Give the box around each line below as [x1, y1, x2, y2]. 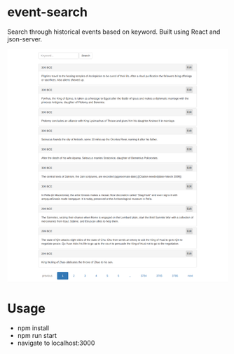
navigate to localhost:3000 [17, 339, 95, 347]
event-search [7, 4, 88, 20]
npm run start [17, 331, 57, 339]
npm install [17, 324, 50, 332]
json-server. [7, 34, 43, 43]
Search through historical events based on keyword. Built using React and [7, 27, 221, 36]
